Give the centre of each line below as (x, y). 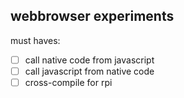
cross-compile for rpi (68, 82)
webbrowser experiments (92, 16)
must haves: (35, 40)
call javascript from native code (89, 71)
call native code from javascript (89, 60)
